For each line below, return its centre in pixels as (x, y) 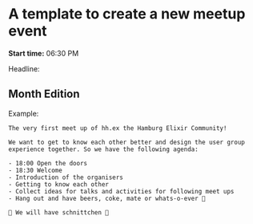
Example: (24, 113)
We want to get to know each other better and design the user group (127, 142)
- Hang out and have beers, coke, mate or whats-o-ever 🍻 (107, 198)
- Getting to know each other (59, 184)
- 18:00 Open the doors (48, 163)
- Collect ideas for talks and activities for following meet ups (121, 191)
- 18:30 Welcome (35, 170)
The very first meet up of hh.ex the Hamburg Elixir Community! (118, 128)
